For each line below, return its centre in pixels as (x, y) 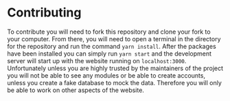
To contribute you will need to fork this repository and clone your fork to (109, 32)
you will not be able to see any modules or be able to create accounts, (106, 75)
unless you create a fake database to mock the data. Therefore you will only (114, 82)
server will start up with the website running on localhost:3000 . (97, 60)
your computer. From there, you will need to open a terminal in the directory (114, 38)
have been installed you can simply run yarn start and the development (109, 54)
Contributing (44, 13)
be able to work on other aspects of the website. (76, 90)
